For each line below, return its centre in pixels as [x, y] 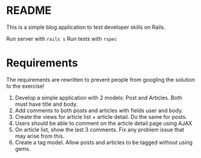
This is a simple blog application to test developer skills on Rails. [86, 27]
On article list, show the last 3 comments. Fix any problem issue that [100, 129]
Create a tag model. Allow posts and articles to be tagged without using [104, 142]
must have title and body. [46, 104]
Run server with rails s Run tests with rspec [62, 38]
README [29, 11]
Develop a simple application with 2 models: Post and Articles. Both [98, 97]
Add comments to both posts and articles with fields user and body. [99, 110]
